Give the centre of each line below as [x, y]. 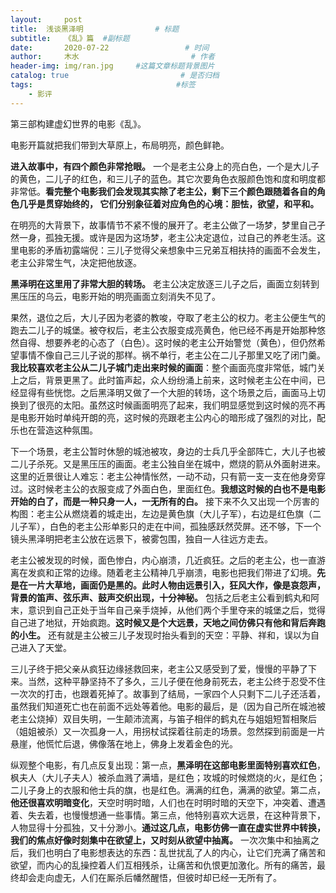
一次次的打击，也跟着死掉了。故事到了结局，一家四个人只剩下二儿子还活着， [168, 693]
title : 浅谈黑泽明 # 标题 [95, 29]
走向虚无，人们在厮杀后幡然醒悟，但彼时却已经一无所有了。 [159, 877]
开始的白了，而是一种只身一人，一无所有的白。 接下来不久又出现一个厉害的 [165, 501]
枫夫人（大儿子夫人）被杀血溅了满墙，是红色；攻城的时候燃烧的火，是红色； [168, 777]
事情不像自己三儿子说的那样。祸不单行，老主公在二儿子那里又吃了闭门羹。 [172, 355]
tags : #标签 [103, 85]
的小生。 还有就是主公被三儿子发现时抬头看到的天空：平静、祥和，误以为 [160, 635]
